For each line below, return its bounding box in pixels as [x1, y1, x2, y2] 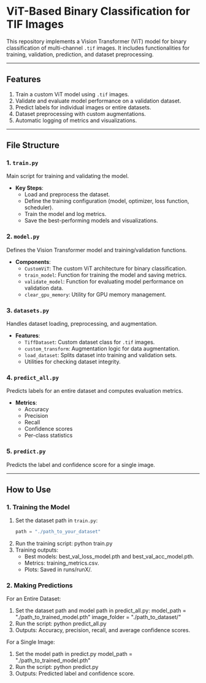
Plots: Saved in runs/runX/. [24, 566, 92, 573]
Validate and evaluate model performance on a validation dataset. [15, 97, 181, 104]
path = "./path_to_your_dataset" [15, 529, 101, 535]
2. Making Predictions [6, 581, 73, 590]
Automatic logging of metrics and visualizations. [15, 117, 137, 124]
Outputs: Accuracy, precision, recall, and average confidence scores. [15, 627, 191, 634]
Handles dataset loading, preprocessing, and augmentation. [6, 320, 158, 328]
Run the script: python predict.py [15, 663, 99, 671]
